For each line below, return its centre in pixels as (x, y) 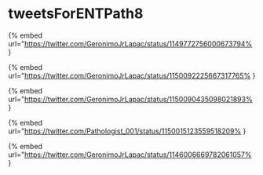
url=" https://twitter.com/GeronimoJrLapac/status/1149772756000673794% (130, 43)
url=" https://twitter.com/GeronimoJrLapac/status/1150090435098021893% (130, 99)
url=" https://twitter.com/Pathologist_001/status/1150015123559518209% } (127, 131)
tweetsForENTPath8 (76, 14)
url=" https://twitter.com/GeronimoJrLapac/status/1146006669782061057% (130, 155)
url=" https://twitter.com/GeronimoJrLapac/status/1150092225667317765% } (132, 75)
